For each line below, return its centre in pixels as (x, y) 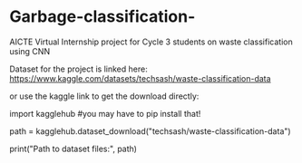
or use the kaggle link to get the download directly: (104, 96)
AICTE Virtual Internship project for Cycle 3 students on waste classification (151, 42)
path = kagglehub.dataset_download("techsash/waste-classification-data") (151, 131)
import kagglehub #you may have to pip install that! (105, 113)
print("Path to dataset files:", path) (73, 149)
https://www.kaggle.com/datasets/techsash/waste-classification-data (140, 78)
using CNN (30, 51)
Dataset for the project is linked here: (78, 69)
